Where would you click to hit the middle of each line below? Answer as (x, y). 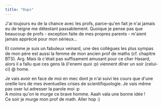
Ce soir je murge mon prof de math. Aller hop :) (53, 99)
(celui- (151, 64)
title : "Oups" (20, 9)
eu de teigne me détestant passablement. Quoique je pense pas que (74, 28)
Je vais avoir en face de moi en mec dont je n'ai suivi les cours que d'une (79, 78)
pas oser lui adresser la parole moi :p (42, 89)
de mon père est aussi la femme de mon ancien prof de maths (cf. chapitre (80, 53)
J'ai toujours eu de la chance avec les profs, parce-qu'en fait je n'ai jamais (80, 23)
